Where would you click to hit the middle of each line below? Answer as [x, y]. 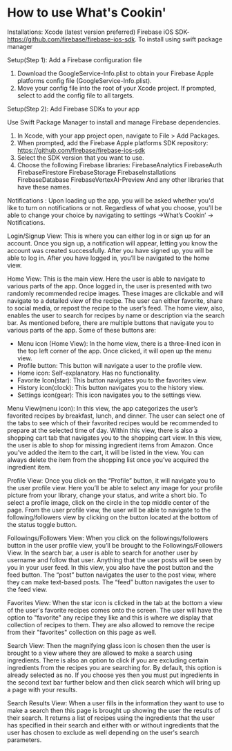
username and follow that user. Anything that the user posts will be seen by [114, 560]
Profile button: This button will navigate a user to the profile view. [109, 365]
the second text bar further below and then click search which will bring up [114, 682]
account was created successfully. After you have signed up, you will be [110, 250]
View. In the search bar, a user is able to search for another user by [103, 553]
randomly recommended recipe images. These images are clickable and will [115, 293]
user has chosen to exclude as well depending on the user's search [103, 732]
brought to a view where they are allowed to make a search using [100, 653]
